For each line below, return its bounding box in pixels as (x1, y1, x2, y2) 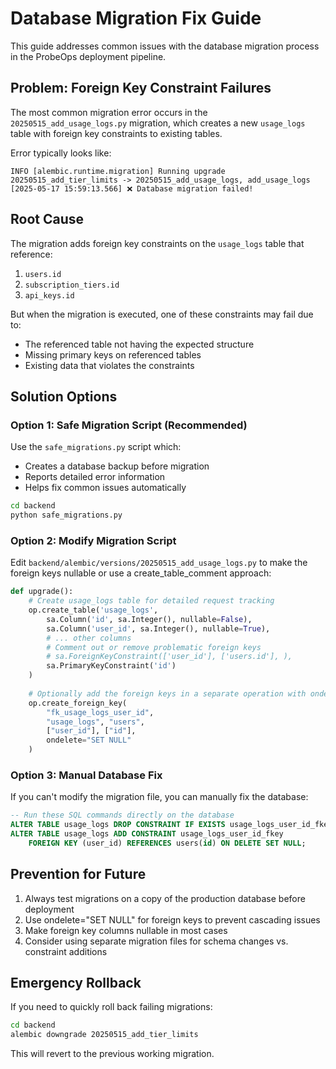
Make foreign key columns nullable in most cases (24, 924, 228, 936)
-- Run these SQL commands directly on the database (10, 810, 235, 821)
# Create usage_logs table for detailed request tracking (28, 596, 275, 606)
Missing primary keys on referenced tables (24, 348, 202, 361)
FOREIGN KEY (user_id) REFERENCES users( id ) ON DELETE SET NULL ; (28, 838, 307, 848)
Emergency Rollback (10, 975, 142, 992)
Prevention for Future (10, 866, 147, 883)
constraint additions (24, 945, 108, 957)
